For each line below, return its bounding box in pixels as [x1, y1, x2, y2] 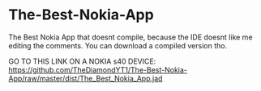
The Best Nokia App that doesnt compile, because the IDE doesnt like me [8, 32, 253, 42]
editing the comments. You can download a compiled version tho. [8, 40, 228, 50]
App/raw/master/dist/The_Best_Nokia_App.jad [8, 73, 163, 83]
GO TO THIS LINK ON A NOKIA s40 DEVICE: [8, 56, 156, 66]
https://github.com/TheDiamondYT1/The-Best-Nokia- [8, 64, 188, 74]
